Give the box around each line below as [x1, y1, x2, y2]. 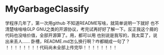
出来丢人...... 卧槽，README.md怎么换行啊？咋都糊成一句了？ [5, 38, 131, 44]
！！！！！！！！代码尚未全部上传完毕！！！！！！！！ [5, 44, 117, 50]
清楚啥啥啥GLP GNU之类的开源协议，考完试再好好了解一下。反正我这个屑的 [5, 26, 159, 32]
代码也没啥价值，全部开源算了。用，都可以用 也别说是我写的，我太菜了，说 [5, 32, 158, 38]
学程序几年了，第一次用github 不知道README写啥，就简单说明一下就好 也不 [5, 20, 159, 26]
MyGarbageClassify [5, 3, 90, 15]
